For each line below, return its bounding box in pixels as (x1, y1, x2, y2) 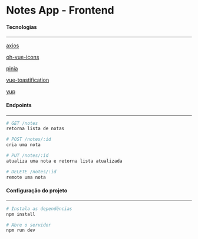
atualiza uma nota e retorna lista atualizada (6, 158, 123, 164)
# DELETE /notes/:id (6, 169, 57, 175)
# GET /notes (6, 120, 38, 126)
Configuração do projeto (6, 187, 68, 194)
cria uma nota (6, 142, 41, 148)
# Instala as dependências (6, 205, 72, 212)
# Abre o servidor (6, 222, 51, 228)
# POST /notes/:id (6, 137, 51, 143)
